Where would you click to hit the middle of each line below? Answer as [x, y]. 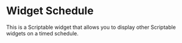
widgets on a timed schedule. [42, 33]
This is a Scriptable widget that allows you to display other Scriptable [91, 27]
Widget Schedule [50, 11]
